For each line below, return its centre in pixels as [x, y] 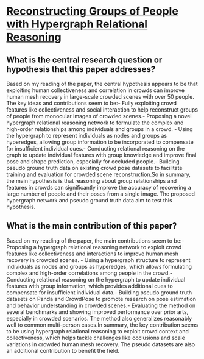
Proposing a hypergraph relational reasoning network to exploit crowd [94, 247]
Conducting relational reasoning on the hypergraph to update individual [96, 279]
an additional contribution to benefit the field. [63, 350]
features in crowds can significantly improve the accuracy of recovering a [99, 187]
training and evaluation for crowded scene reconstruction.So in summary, [98, 174]
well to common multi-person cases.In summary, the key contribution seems [102, 325]
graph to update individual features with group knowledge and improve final [101, 155]
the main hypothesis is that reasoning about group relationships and [92, 181]
